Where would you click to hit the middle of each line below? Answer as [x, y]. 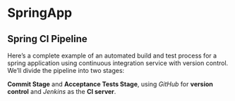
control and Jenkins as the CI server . [62, 92]
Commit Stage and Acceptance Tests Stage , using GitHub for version [110, 84]
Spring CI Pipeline [48, 39]
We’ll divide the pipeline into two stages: [66, 70]
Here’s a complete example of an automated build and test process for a [112, 55]
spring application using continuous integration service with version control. [118, 63]
